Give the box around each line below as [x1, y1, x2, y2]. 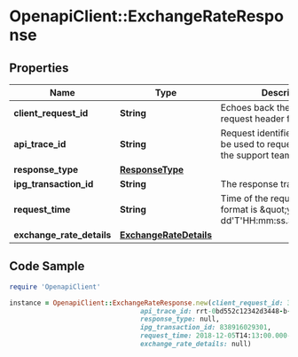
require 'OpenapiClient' [9, 282, 101, 291]
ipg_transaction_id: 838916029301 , [140, 323, 272, 332]
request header [220, 113, 286, 125]
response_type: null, [140, 314, 220, 324]
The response [220, 178, 278, 190]
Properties [9, 60, 69, 75]
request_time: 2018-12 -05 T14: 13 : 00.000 [140, 331, 288, 340]
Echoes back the [220, 102, 291, 113]
